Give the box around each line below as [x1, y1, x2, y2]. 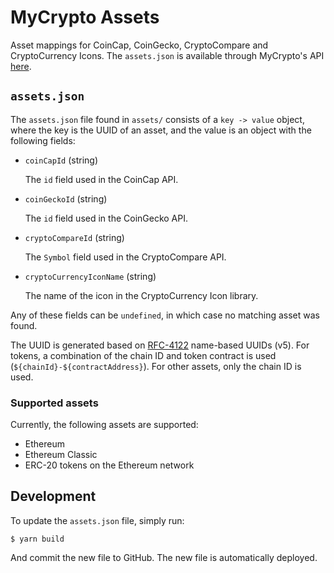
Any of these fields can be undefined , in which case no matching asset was [10, 309, 320, 321]
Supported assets [10, 396, 99, 410]
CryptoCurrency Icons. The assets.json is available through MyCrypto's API [10, 49, 325, 61]
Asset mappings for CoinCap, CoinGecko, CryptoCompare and [10, 39, 269, 51]
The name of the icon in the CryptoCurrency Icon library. [24, 289, 259, 301]
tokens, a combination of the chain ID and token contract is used [10, 349, 277, 361]
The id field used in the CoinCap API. [24, 173, 179, 185]
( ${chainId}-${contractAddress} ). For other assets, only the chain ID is [10, 360, 302, 372]
